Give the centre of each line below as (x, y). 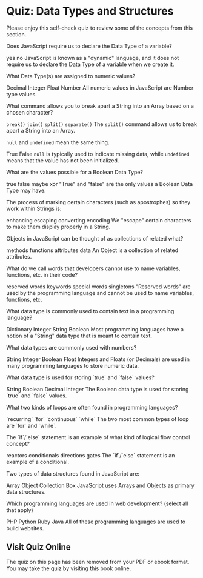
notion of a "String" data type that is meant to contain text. (79, 336)
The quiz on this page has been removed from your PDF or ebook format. (98, 562)
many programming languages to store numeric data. (73, 365)
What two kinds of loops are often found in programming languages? (92, 407)
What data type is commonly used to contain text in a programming (90, 311)
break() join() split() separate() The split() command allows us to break (101, 124)
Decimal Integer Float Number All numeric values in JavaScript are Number (100, 88)
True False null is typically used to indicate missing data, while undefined (98, 154)
